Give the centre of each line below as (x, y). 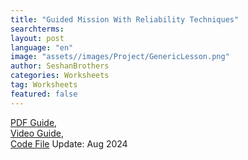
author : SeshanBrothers (60, 66)
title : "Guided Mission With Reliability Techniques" (125, 19)
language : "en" (42, 47)
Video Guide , (37, 133)
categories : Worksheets (60, 76)
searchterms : (37, 29)
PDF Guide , (34, 122)
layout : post (37, 38)
